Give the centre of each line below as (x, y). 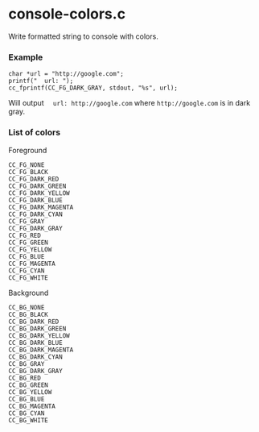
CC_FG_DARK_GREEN (37, 186)
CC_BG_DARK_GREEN (37, 328)
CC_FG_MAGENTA (32, 264)
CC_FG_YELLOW (30, 249)
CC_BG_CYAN (27, 413)
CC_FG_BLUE (27, 256)
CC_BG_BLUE (27, 399)
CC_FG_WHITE (28, 278)
